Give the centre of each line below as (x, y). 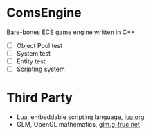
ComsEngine (44, 13)
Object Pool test (39, 45)
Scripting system (41, 69)
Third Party (40, 98)
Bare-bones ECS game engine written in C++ (71, 32)
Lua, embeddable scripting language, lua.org (80, 117)
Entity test (31, 61)
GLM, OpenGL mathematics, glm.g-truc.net (78, 125)
